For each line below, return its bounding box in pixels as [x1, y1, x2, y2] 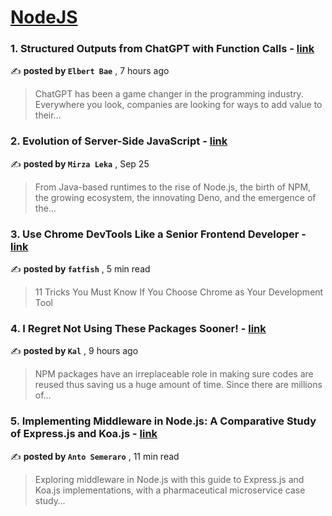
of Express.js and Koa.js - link [10, 427, 158, 441]
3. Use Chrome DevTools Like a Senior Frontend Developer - [10, 227, 307, 241]
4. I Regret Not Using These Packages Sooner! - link [10, 322, 267, 335]
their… [34, 109, 62, 121]
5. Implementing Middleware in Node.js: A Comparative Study [10, 414, 317, 428]
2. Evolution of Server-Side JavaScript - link [10, 134, 228, 148]
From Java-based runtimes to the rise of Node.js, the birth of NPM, [34, 181, 312, 193]
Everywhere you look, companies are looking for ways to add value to [34, 99, 323, 111]
